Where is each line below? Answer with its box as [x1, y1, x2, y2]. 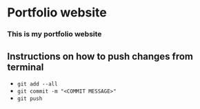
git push [17, 95, 43, 102]
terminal [7, 61, 44, 73]
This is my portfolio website [7, 29, 102, 39]
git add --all [17, 80, 58, 87]
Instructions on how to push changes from [7, 50, 193, 62]
